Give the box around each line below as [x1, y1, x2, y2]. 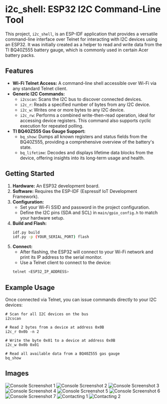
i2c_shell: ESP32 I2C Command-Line [5, 4, 161, 15]
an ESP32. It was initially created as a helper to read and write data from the [5, 41, 162, 47]
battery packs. [5, 52, 35, 58]
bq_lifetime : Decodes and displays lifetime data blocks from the [20, 149, 153, 155]
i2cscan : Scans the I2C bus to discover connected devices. [20, 96, 142, 102]
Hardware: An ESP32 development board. [12, 182, 100, 189]
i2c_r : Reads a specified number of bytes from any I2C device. [20, 102, 150, 108]
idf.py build [12, 230, 40, 235]
